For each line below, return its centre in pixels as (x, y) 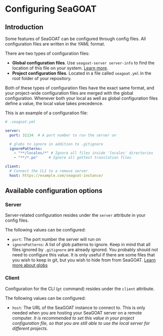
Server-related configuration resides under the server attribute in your (75, 215)
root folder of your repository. (42, 78)
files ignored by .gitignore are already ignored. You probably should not (85, 250)
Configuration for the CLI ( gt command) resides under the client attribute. (80, 289)
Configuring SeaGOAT (51, 9)
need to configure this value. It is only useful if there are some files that (83, 255)
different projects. (30, 328)
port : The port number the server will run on (56, 239)
